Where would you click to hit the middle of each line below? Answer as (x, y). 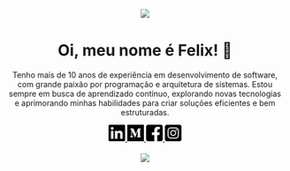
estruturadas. (145, 112)
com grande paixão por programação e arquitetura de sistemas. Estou (145, 84)
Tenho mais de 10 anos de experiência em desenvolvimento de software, (145, 75)
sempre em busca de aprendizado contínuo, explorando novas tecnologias (145, 93)
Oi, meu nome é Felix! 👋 (145, 51)
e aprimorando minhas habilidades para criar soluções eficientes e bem (145, 103)
